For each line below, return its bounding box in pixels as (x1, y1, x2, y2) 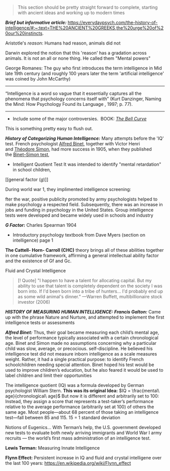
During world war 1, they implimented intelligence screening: (5, 186, 132, 192)
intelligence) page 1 (12, 238, 54, 243)
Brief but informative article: (5, 20, 67, 25)
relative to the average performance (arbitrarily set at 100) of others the (5, 404, 154, 410)
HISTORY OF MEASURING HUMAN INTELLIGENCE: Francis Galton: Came (5, 309, 161, 315)
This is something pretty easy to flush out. (5, 126, 93, 131)
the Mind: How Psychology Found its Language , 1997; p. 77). (5, 101, 133, 107)
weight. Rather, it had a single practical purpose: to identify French (5, 357, 144, 362)
